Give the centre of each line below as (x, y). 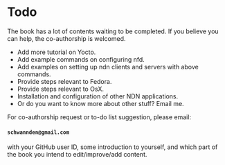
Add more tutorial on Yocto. (56, 52)
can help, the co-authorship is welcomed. (66, 38)
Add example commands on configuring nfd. (81, 59)
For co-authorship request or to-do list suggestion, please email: (99, 117)
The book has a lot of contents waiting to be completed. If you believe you (113, 31)
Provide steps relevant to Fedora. (64, 81)
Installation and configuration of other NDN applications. (98, 96)
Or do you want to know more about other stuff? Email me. (101, 103)
